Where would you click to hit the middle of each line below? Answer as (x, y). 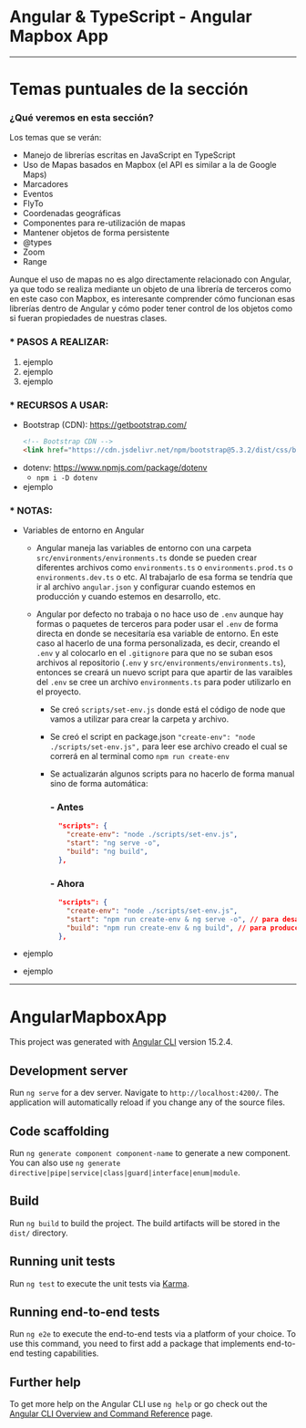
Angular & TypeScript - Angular (131, 17)
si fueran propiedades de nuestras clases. (88, 318)
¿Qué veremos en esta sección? (82, 118)
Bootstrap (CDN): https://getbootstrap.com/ (104, 425)
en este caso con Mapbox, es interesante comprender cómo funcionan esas (153, 299)
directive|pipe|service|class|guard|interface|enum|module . (125, 1172)
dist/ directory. (39, 1233)
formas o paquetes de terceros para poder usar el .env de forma (157, 624)
